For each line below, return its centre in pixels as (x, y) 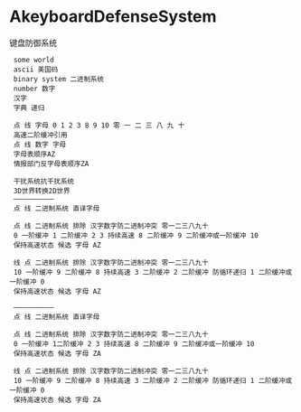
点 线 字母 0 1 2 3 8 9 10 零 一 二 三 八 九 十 (99, 125)
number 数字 (34, 89)
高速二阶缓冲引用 (40, 135)
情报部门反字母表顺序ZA (51, 164)
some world (33, 60)
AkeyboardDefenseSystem (113, 17)
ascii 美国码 (36, 70)
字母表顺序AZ (34, 154)
